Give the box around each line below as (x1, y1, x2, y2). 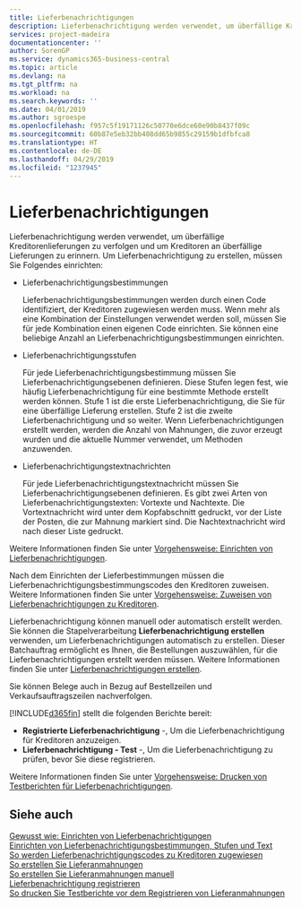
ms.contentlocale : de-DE (9, 146, 102, 155)
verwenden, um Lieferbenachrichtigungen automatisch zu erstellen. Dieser (9, 635, 286, 646)
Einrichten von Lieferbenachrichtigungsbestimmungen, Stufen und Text (9, 840, 273, 851)
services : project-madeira (9, 30, 110, 39)
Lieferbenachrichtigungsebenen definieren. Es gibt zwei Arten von (21, 488, 268, 498)
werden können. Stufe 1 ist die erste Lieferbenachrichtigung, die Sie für (21, 396, 285, 407)
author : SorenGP (9, 47, 70, 56)
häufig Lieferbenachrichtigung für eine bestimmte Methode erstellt (21, 386, 269, 397)
